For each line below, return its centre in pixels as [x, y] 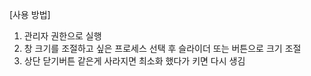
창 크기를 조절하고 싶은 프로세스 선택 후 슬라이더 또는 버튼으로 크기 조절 [162, 48]
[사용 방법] [30, 14]
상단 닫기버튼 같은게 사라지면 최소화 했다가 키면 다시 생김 [134, 61]
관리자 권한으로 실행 [62, 36]
